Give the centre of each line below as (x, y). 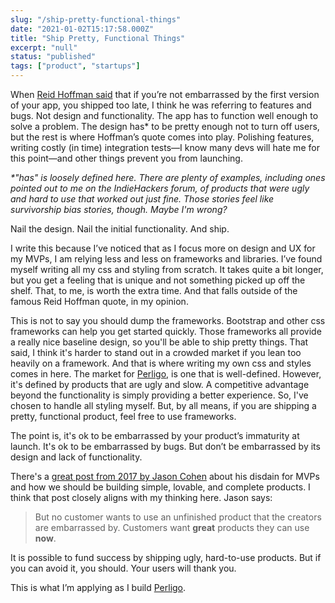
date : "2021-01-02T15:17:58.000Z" (82, 29)
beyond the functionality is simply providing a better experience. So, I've (159, 395)
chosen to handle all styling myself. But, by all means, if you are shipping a (163, 405)
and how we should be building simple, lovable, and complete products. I (160, 487)
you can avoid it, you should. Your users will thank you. (123, 568)
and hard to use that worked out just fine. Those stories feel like (142, 199)
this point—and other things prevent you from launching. (126, 158)
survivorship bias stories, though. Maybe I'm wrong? (119, 209)
